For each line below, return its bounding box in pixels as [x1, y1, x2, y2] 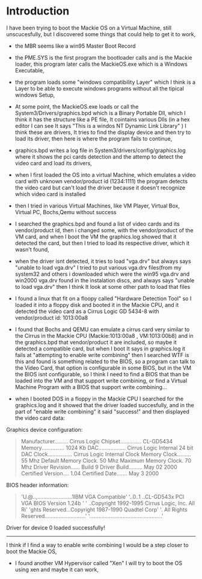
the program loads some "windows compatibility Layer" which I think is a [14, 78, 196, 86]
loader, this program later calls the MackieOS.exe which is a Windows [14, 60, 188, 68]
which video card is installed [14, 190, 86, 197]
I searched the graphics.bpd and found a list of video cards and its [14, 220, 180, 227]
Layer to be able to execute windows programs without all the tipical [14, 84, 185, 92]
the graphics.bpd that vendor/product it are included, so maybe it [14, 338, 177, 346]
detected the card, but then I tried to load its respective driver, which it [14, 239, 190, 247]
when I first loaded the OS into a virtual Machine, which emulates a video [14, 171, 196, 179]
